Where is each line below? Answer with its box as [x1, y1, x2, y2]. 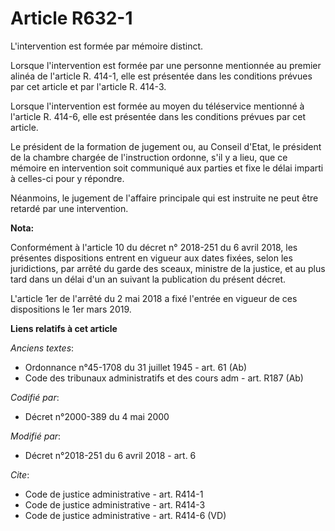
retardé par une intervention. [10, 202, 129, 214]
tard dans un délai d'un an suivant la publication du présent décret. [10, 273, 287, 285]
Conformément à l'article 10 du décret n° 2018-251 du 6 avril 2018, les [10, 241, 298, 253]
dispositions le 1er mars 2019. [10, 303, 132, 315]
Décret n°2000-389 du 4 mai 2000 [24, 410, 170, 422]
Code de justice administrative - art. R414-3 [24, 498, 206, 511]
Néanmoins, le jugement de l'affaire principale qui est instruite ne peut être [10, 192, 319, 204]
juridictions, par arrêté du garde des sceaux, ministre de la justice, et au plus [10, 262, 326, 274]
